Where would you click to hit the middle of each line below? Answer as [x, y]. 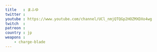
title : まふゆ [22, 10]
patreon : [15, 28]
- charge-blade [30, 42]
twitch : [15, 24]
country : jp [19, 33]
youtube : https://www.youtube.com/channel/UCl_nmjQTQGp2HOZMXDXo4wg [79, 19]
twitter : [15, 14]
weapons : [15, 38]
